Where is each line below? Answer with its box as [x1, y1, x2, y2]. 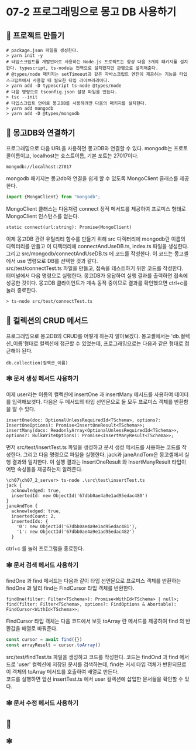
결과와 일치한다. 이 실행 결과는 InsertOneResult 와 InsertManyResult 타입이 [12, 458, 186, 465]
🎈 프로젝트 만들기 [6, 31, 64, 40]
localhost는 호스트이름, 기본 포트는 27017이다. [32, 152, 139, 159]
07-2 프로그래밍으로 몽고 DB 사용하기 [6, 5, 177, 19]
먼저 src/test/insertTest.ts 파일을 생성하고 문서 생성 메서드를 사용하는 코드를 [6, 444, 181, 451]
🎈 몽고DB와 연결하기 [6, 128, 75, 138]
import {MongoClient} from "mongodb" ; [6, 194, 101, 200]
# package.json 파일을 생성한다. [6, 48, 79, 53]
